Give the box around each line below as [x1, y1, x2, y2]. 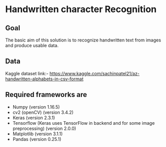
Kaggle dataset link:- [5, 70, 49, 76]
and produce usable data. [5, 42, 59, 48]
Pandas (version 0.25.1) [12, 136, 62, 142]
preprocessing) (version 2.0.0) [12, 125, 76, 131]
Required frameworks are [5, 90, 87, 99]
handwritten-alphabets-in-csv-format [5, 76, 84, 82]
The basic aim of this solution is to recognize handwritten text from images [5, 37, 161, 43]
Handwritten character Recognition [5, 4, 157, 15]
